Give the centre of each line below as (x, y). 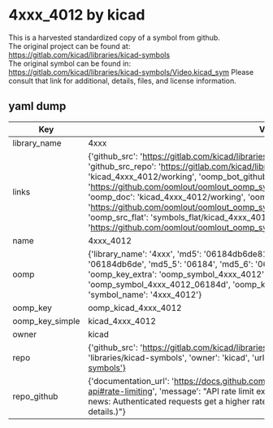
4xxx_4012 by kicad (77, 15)
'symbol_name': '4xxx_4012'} (145, 295)
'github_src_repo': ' (124, 166)
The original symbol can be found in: (70, 63)
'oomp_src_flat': (118, 217)
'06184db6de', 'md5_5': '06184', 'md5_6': (171, 264)
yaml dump (37, 106)
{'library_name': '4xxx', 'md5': (145, 254)
